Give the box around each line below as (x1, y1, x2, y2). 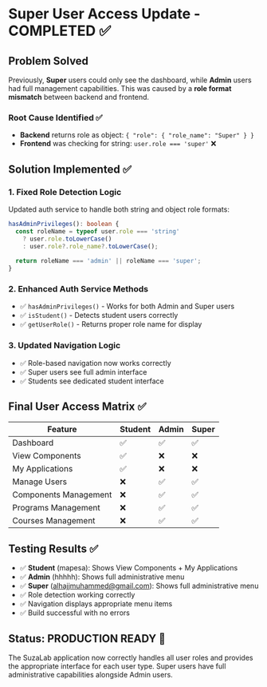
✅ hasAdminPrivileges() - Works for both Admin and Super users (19, 301, 235, 312)
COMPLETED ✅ (8, 22, 112, 40)
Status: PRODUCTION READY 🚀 (8, 632, 166, 645)
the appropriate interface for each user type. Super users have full (8, 661, 226, 671)
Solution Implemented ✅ (8, 162, 132, 176)
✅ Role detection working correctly (19, 590, 135, 600)
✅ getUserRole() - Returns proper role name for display (19, 320, 202, 329)
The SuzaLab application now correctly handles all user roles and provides (8, 653, 253, 663)
